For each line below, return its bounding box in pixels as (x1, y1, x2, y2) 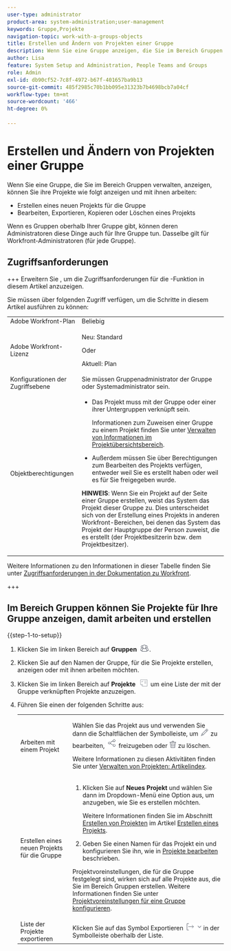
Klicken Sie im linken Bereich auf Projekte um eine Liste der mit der (16, 680, 221, 688)
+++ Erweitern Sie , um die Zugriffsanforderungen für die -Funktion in (7, 275, 205, 283)
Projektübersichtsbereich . (91, 440, 165, 449)
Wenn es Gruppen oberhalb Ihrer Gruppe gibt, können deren (7, 222, 179, 230)
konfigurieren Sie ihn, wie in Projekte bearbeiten (82, 847, 219, 855)
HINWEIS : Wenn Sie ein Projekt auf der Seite (81, 489, 208, 498)
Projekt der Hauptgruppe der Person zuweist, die (81, 526, 220, 534)
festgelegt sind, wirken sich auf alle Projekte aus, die (71, 875, 221, 884)
